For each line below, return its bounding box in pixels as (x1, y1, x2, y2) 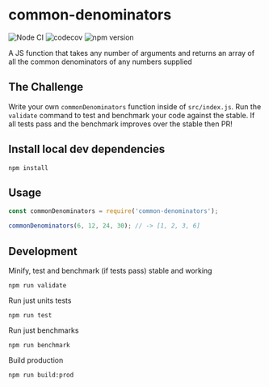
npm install (8, 164, 48, 172)
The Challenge (8, 80, 84, 94)
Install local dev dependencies (8, 142, 166, 156)
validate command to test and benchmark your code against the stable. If (8, 110, 255, 120)
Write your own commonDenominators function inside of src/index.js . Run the (8, 101, 262, 111)
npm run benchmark (8, 341, 70, 349)
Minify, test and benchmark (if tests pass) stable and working (8, 266, 212, 275)
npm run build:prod (8, 371, 74, 379)
